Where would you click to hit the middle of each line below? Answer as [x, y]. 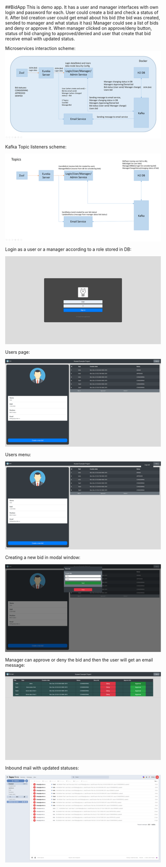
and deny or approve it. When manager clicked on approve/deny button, [79, 28]
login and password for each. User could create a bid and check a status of [82, 12]
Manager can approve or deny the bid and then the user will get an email [79, 660]
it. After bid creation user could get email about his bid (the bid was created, [83, 18]
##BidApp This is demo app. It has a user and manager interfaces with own [82, 7]
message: [15, 665]
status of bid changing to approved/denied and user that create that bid [78, 33]
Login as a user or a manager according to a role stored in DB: [68, 249]
